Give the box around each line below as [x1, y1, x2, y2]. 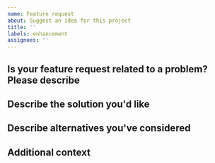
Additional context [7, 146, 91, 158]
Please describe [7, 74, 80, 86]
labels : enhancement [7, 30, 69, 38]
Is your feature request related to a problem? [7, 63, 208, 75]
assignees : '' [7, 37, 50, 44]
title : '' [7, 23, 37, 30]
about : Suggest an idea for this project [7, 17, 132, 24]
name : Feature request [7, 10, 74, 18]
